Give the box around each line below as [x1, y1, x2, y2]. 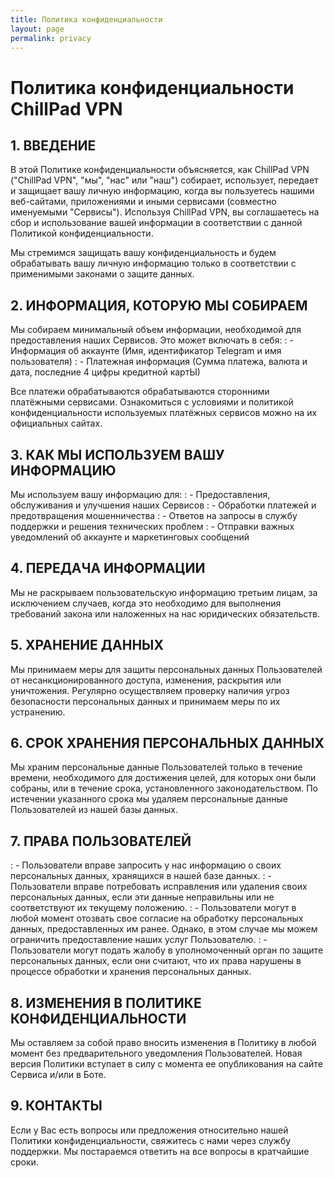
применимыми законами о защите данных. [10, 268, 195, 280]
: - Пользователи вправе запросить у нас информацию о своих [10, 859, 282, 871]
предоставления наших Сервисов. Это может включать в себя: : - [10, 334, 294, 346]
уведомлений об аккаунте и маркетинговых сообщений [10, 531, 250, 543]
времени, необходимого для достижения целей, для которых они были [10, 772, 317, 784]
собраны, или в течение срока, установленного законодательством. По [10, 782, 318, 795]
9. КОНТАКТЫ [10, 1097, 103, 1115]
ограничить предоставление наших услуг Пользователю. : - [10, 934, 268, 946]
